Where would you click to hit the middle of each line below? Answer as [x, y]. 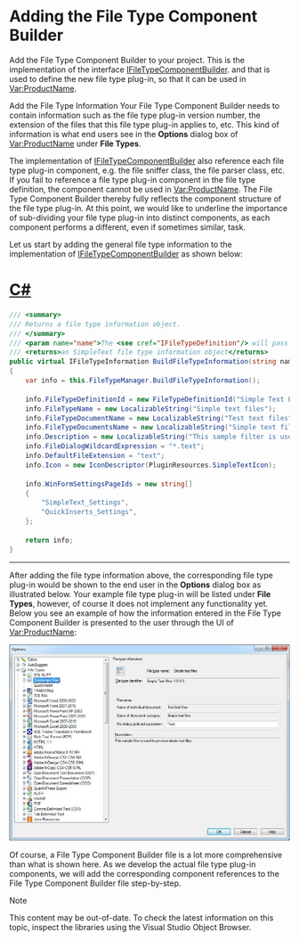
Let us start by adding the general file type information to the [121, 244]
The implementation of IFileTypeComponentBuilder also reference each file [147, 160]
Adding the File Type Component [133, 16]
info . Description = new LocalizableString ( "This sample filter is [151, 437]
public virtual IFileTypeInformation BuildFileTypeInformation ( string [143, 362]
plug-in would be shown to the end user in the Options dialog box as [135, 585]
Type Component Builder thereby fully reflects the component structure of [145, 199]
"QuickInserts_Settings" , [89, 512]
